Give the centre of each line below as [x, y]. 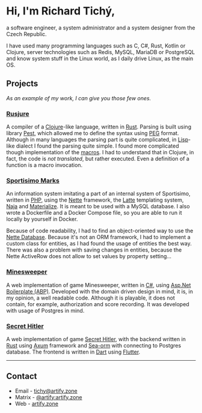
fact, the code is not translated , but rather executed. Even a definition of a [98, 159]
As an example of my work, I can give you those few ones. [79, 98]
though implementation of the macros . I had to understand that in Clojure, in [100, 152]
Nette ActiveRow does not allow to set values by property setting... [89, 256]
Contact [22, 376]
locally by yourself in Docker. [42, 219]
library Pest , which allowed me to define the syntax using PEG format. [93, 133]
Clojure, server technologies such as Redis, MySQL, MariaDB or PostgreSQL [101, 52]
